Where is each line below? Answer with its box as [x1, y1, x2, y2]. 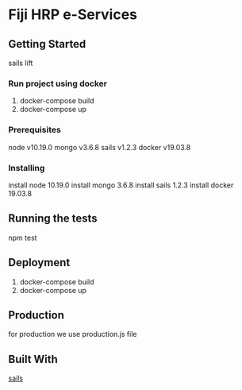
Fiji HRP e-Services [8, 6, 137, 24]
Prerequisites [8, 125, 61, 136]
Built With [8, 352, 58, 366]
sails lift [8, 58, 33, 68]
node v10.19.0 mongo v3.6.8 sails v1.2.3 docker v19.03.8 [8, 142, 191, 152]
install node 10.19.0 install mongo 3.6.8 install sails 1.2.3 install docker [8, 180, 234, 190]
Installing [8, 162, 45, 173]
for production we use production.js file [8, 330, 137, 339]
